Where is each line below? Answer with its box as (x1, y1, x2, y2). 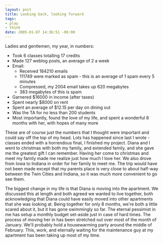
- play (5, 20, 19, 26)
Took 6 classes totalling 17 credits (12, 53, 81, 59)
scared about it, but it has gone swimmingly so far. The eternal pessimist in (5, 206, 156, 212)
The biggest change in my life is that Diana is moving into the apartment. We (5, 186, 159, 191)
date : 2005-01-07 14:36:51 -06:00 (5, 30, 76, 35)
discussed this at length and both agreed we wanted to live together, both (5, 191, 154, 197)
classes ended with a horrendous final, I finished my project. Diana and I (5, 140, 150, 145)
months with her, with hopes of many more (12, 120, 99, 126)
